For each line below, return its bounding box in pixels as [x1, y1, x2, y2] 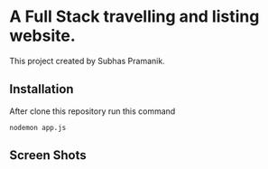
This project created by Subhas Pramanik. [9, 55, 165, 66]
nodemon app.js [9, 123, 67, 132]
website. [9, 25, 77, 46]
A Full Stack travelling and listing [9, 6, 260, 27]
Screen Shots [9, 147, 88, 164]
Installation [9, 81, 74, 97]
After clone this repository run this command [9, 106, 176, 117]
